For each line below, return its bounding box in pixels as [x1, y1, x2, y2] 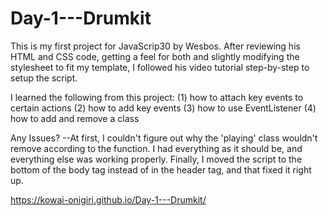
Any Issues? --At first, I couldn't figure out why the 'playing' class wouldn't [10, 132, 318, 144]
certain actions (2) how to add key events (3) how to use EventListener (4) [10, 102, 317, 114]
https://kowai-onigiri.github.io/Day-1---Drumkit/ [10, 193, 207, 206]
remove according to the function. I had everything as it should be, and [10, 142, 303, 154]
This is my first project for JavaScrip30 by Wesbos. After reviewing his [10, 40, 301, 52]
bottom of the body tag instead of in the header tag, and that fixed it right [10, 163, 312, 176]
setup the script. [10, 72, 78, 84]
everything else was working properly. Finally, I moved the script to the [10, 153, 303, 165]
